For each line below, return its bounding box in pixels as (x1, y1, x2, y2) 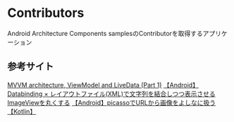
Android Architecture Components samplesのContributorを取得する (7, 29, 203, 37)
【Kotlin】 (7, 107, 37, 116)
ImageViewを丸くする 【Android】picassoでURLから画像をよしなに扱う (7, 98, 216, 106)
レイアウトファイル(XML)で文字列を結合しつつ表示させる (49, 90, 216, 98)
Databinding (7, 90, 43, 98)
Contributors (7, 5, 85, 21)
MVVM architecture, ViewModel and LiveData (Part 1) (7, 80, 162, 89)
